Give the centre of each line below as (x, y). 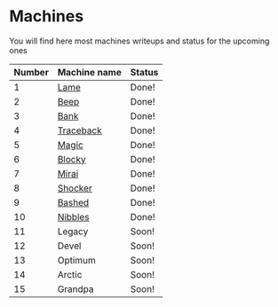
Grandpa (76, 288)
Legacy (73, 231)
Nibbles (74, 216)
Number (31, 72)
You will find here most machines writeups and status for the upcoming (139, 41)
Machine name (89, 72)
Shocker (75, 188)
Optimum (76, 260)
